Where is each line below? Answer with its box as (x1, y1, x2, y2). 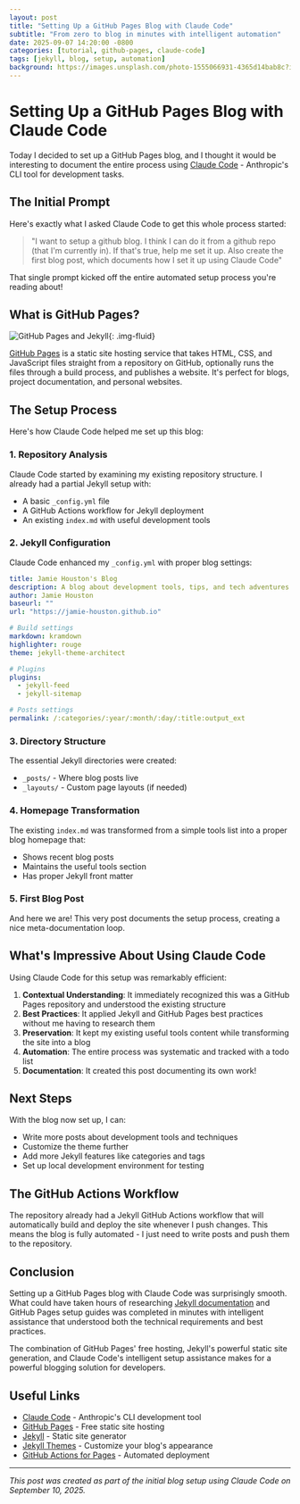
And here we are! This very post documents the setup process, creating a (9, 912, 280, 924)
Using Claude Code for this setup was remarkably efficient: (9, 972, 228, 983)
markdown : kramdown (9, 632, 82, 641)
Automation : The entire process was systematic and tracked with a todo (21, 1046, 290, 1057)
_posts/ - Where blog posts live (21, 773, 139, 784)
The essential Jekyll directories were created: (9, 755, 177, 766)
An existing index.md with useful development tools (21, 514, 211, 525)
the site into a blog (21, 1036, 91, 1047)
